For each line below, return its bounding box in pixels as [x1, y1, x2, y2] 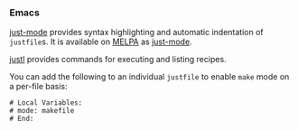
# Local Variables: [9, 98, 83, 107]
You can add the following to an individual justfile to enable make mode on [9, 71, 290, 82]
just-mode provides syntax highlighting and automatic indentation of [9, 27, 264, 38]
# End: [9, 115, 34, 124]
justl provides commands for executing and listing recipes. [9, 54, 228, 65]
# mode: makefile [9, 107, 75, 116]
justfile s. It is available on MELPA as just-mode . [9, 36, 192, 47]
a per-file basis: [9, 81, 68, 92]
